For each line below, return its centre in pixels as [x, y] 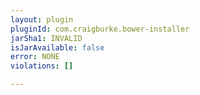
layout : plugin [42, 19]
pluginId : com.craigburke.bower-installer [100, 29]
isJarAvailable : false [57, 47]
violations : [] [42, 66]
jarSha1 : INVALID [46, 38]
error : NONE [35, 57]
